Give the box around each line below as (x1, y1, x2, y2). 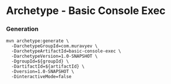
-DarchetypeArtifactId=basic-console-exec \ (11, 48, 121, 54)
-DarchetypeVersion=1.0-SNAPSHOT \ (11, 54, 98, 60)
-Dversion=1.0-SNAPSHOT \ (11, 69, 75, 75)
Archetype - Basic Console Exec (6, 4, 166, 17)
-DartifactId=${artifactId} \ (11, 64, 85, 69)
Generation (6, 25, 39, 33)
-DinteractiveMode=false (11, 74, 72, 80)
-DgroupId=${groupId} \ (11, 58, 69, 65)
